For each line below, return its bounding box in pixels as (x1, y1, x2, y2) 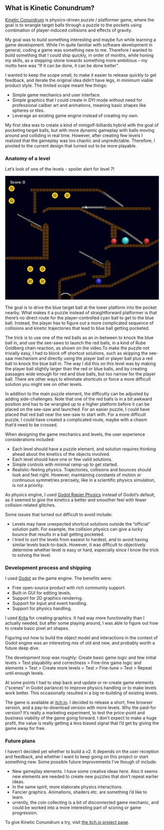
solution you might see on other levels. (5, 381, 83, 387)
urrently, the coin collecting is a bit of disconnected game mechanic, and (12, 800, 159, 806)
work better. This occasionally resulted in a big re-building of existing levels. (5, 690, 159, 696)
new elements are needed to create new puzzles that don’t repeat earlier (12, 773, 159, 780)
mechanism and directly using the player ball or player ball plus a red (14, 355, 153, 361)
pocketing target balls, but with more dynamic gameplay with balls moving (5, 127, 155, 133)
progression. (12, 810, 38, 816)
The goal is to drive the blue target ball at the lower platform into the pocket (5, 304, 157, 310)
